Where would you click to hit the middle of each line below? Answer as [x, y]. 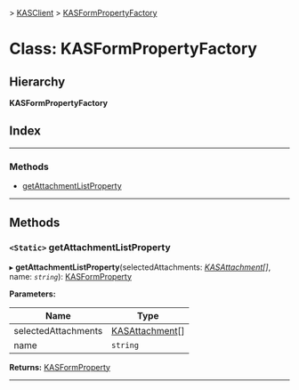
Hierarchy [37, 81]
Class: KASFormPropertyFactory [133, 49]
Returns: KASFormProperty [60, 367]
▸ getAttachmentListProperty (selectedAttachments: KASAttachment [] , [140, 267]
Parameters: [32, 294]
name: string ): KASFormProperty [70, 276]
